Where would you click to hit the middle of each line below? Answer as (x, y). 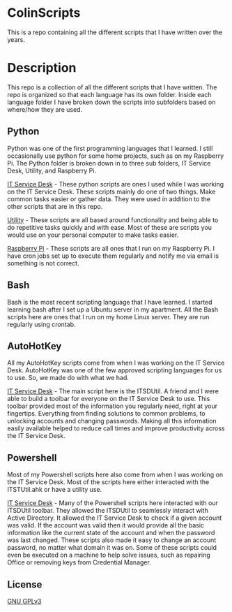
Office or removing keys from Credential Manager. (79, 562)
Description (42, 68)
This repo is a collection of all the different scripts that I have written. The (112, 87)
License (25, 584)
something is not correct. (43, 263)
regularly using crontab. (41, 324)
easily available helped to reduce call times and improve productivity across (116, 428)
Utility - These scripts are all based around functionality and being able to (113, 220)
